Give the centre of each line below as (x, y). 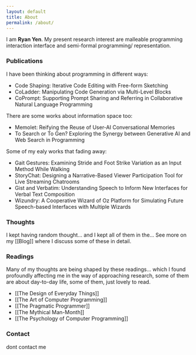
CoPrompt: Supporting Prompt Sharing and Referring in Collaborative (99, 98)
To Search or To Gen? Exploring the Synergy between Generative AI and (102, 133)
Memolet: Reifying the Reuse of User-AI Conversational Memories (95, 127)
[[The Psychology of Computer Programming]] (71, 319)
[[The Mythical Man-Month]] (49, 312)
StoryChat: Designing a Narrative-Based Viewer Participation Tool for (99, 175)
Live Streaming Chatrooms (47, 182)
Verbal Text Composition (45, 194)
